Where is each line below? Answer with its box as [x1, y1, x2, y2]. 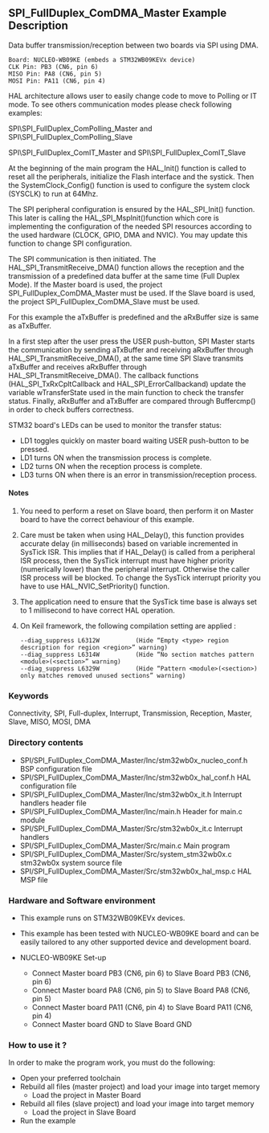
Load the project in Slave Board [31, 1107, 137, 1117]
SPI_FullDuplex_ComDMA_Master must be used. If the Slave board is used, [8, 288, 255, 298]
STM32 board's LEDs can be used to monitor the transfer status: [8, 420, 222, 430]
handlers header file [19, 798, 87, 808]
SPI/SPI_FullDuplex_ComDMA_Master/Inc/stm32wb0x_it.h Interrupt [19, 789, 243, 799]
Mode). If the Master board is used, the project [8, 279, 163, 289]
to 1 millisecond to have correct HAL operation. [19, 605, 175, 615]
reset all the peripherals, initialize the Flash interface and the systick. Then [8, 172, 255, 181]
